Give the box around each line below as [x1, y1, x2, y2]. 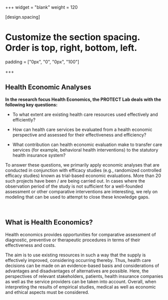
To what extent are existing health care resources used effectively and [12, 111, 158, 117]
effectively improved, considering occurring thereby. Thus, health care [5, 257, 151, 263]
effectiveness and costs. [5, 242, 56, 248]
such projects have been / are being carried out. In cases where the [5, 178, 145, 184]
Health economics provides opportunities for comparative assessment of [5, 231, 156, 237]
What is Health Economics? [5, 218, 93, 227]
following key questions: [5, 101, 58, 107]
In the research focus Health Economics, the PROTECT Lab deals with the [5, 96, 161, 102]
